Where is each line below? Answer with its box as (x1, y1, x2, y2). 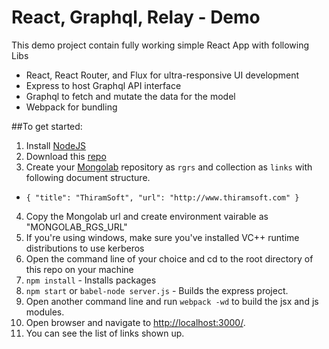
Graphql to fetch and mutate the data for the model (25, 90, 236, 102)
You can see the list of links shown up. (25, 327, 185, 339)
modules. (25, 306, 65, 318)
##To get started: (11, 120, 83, 132)
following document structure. (25, 171, 151, 183)
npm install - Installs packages (25, 274, 157, 286)
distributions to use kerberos (25, 242, 145, 254)
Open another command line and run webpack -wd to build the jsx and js (25, 295, 319, 307)
